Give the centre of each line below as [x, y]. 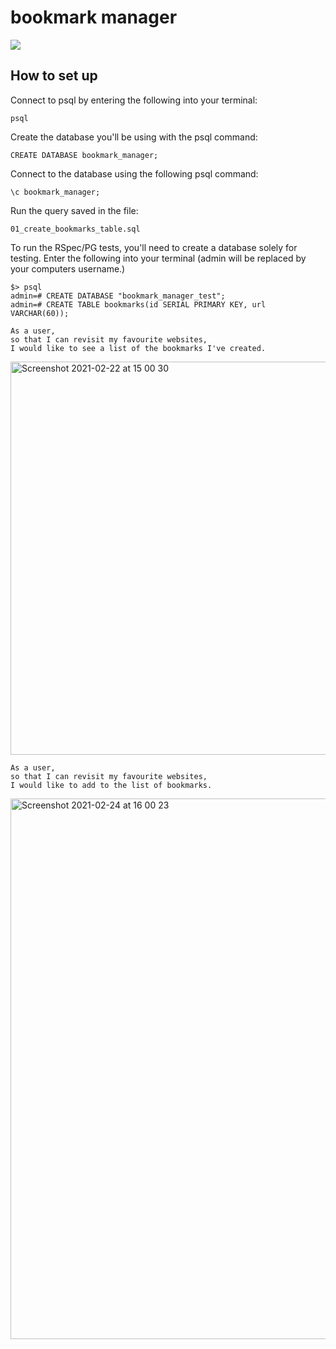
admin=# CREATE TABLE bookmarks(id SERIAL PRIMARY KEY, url [138, 304]
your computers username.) [68, 268]
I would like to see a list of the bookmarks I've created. [138, 348]
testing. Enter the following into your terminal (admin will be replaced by [158, 258]
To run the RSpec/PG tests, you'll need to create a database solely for [154, 247]
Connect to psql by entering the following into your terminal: [134, 100]
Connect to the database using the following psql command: [134, 173]
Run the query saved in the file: [74, 210]
